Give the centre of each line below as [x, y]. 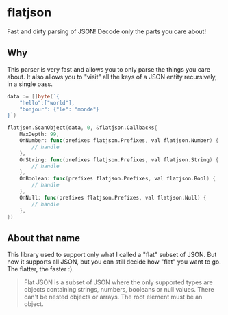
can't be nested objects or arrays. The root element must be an [113, 297]
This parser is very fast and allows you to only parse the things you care [109, 69]
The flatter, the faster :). [40, 269]
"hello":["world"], [47, 103]
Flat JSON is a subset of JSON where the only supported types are [118, 282]
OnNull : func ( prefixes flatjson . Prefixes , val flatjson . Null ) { [113, 197]
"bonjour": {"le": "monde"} [59, 109]
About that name [44, 238]
